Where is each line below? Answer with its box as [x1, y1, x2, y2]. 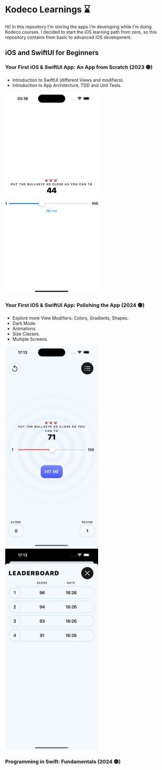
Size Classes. [12, 331, 40, 337]
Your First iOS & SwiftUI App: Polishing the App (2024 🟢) [5, 302, 145, 309]
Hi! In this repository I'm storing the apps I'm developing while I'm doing [5, 23, 152, 30]
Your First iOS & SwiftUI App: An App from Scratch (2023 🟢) [5, 64, 153, 71]
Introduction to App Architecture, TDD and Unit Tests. [12, 82, 122, 88]
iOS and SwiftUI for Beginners [5, 49, 99, 57]
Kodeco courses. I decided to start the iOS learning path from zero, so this [5, 29, 157, 35]
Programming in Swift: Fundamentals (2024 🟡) [5, 758, 121, 765]
